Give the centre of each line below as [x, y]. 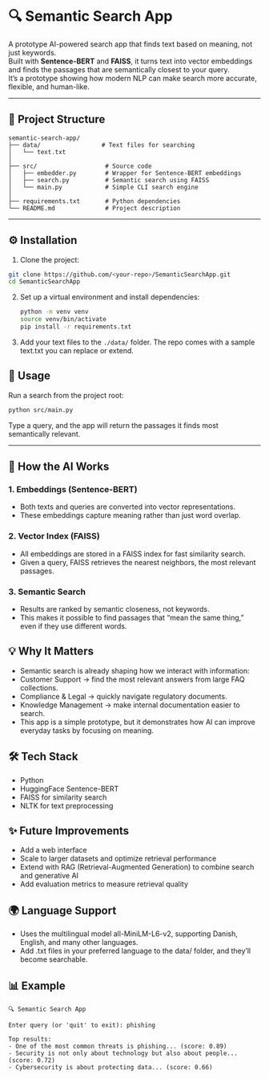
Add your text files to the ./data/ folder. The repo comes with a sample [137, 342]
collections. [39, 687]
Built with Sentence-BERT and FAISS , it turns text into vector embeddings [130, 61]
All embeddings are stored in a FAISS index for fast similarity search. [132, 554]
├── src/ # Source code [80, 166]
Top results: [30, 1039]
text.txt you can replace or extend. [77, 350]
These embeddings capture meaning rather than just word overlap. [130, 515]
